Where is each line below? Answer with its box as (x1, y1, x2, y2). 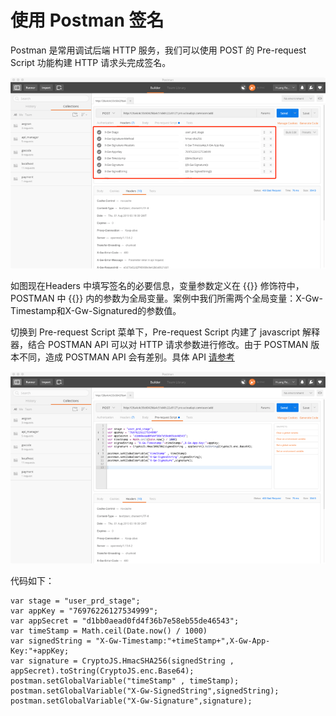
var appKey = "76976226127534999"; (10, 606, 159, 616)
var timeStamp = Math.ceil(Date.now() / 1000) (10, 626, 208, 636)
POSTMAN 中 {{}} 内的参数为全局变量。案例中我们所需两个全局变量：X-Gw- (10, 292, 323, 305)
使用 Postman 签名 (10, 9, 165, 32)
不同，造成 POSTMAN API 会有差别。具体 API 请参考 (18, 351, 235, 363)
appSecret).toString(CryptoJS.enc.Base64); (10, 666, 195, 676)
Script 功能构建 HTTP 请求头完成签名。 (10, 56, 172, 68)
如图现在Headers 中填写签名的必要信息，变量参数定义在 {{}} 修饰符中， (10, 280, 305, 292)
